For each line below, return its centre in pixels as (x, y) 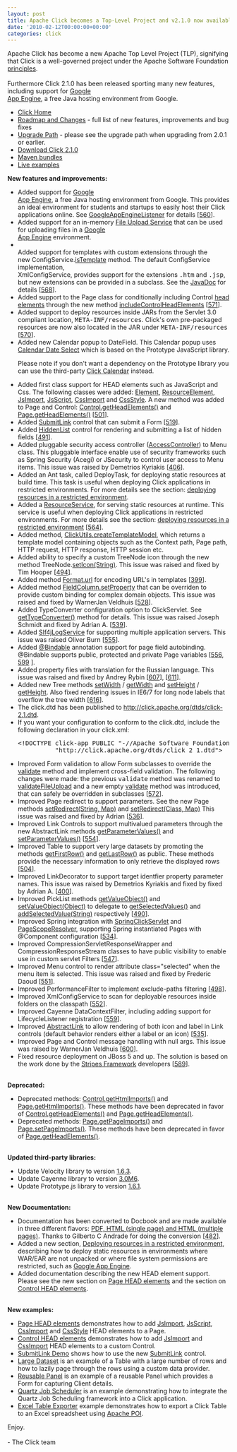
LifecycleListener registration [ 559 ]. (69, 1019)
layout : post (26, 14)
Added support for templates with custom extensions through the (113, 252)
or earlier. (31, 143)
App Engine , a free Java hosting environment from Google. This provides (123, 200)
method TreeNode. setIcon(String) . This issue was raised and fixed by (119, 565)
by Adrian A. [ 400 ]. (45, 891)
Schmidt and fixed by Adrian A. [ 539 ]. (72, 625)
